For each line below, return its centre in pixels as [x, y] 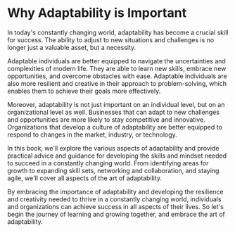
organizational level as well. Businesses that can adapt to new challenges [114, 112]
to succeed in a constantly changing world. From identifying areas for [108, 163]
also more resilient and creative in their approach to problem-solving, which [117, 83]
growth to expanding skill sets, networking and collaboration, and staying [113, 170]
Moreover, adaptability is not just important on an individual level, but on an [116, 104]
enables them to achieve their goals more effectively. [84, 91]
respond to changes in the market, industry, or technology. [92, 134]
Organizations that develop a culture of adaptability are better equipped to [115, 127]
